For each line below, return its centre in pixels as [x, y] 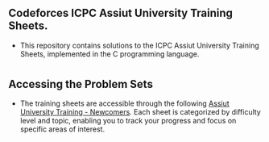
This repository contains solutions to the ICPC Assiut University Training [139, 45]
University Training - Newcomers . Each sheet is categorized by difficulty [141, 112]
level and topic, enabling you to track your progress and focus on [128, 121]
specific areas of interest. [62, 129]
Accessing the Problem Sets [81, 84]
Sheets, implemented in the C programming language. [110, 54]
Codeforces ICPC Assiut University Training [121, 13]
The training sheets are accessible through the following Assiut [124, 103]
